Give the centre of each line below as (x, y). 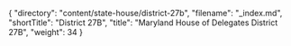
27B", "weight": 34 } (45, 32)
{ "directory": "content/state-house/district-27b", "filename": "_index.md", (145, 13)
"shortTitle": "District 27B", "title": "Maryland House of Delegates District (143, 23)
